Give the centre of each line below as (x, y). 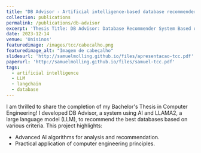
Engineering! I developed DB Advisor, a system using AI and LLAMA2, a (94, 113)
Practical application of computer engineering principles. (85, 143)
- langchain (27, 84)
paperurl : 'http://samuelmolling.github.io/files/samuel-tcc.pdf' (91, 62)
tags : (13, 67)
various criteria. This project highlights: (54, 126)
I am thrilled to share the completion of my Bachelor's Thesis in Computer (97, 106)
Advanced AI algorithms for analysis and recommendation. (87, 137)
